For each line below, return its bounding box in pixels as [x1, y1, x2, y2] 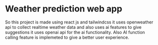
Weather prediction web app [5, 3, 123, 14]
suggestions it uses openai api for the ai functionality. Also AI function [5, 29, 145, 35]
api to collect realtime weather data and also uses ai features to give [5, 24, 142, 30]
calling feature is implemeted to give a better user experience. [5, 34, 129, 40]
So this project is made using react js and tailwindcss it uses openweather [5, 19, 154, 25]
